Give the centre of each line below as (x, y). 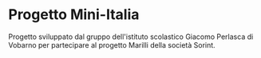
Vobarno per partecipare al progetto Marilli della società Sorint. (112, 44)
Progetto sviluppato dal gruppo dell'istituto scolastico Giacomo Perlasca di (131, 37)
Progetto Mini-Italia (74, 15)
